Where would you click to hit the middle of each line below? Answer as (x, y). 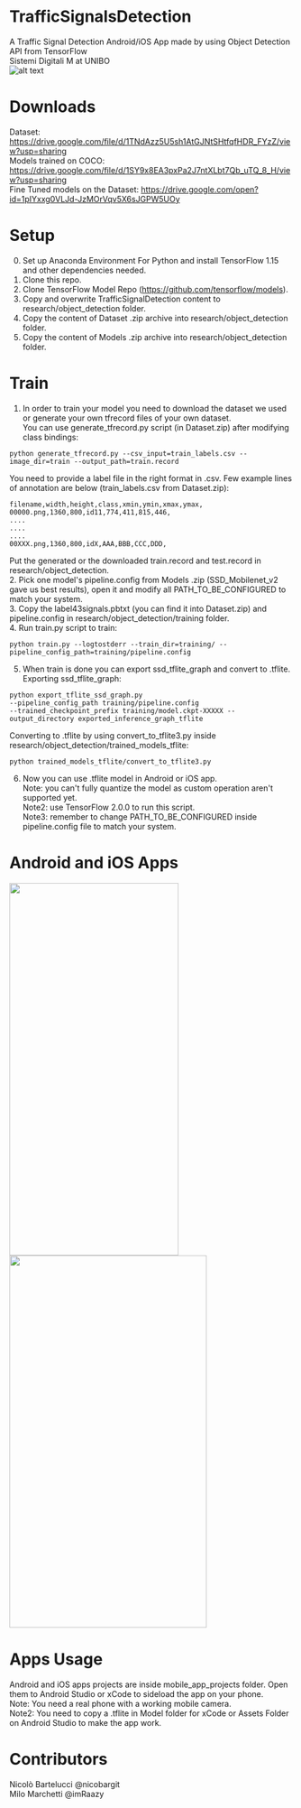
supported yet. (50, 797)
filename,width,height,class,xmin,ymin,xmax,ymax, (106, 504)
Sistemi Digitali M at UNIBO (60, 60)
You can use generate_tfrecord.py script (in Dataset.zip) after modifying (156, 427)
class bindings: (50, 437)
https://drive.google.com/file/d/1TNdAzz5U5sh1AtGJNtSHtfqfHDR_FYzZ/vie (150, 141)
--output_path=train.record (126, 461)
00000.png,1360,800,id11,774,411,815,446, (90, 512)
